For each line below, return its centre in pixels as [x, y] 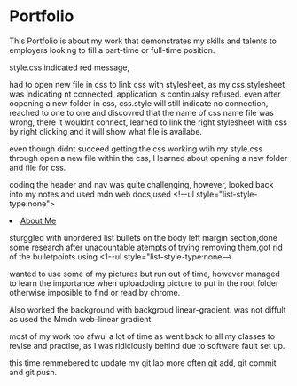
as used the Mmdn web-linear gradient [80, 319]
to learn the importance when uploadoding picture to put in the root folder [144, 283]
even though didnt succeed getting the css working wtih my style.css [136, 149]
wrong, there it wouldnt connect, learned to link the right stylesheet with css [148, 122]
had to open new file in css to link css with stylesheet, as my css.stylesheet [147, 84]
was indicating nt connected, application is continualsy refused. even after [145, 94]
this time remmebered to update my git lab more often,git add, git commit [143, 363]
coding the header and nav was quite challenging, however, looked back [141, 184]
